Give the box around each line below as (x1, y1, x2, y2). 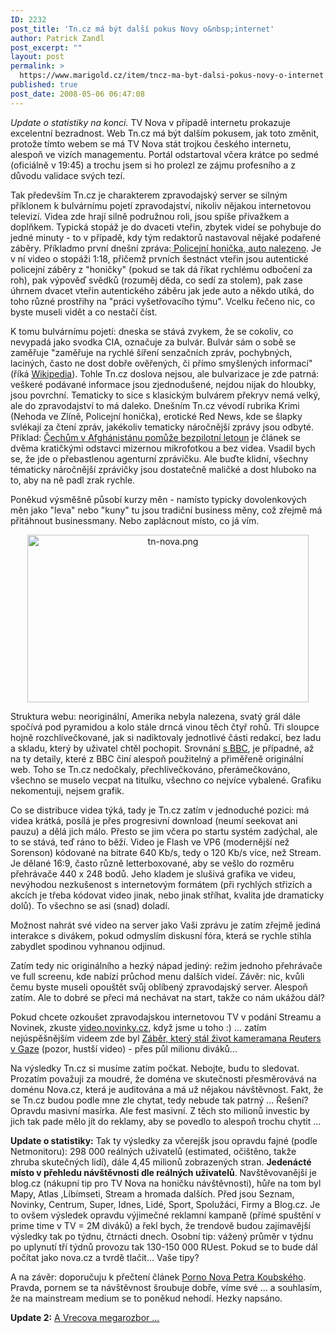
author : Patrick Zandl (10, 33, 105, 43)
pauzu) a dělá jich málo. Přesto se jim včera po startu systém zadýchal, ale (10, 825, 318, 837)
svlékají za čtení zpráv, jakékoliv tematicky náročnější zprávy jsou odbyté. (10, 421, 315, 433)
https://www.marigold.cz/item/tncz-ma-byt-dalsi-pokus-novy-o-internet (19, 71, 325, 81)
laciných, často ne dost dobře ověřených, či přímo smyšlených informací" (10, 357, 313, 369)
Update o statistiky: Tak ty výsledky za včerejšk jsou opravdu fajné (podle (10, 1134, 318, 1146)
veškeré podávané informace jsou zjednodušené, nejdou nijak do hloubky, (10, 378, 317, 390)
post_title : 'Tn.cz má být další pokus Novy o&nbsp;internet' (10, 24, 275, 34)
